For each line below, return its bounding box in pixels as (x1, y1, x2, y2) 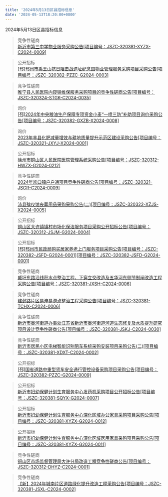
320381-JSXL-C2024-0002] (17, 486, 76, 492)
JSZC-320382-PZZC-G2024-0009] (17, 372, 91, 378)
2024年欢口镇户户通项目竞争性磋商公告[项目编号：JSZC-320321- (17, 179, 152, 185)
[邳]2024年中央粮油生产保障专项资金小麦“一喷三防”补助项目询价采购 (17, 111, 158, 117)
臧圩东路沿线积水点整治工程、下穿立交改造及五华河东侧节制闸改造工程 (17, 274, 162, 280)
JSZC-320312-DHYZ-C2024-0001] (17, 464, 90, 470)
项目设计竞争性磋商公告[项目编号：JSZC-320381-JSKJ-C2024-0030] (17, 326, 161, 332)
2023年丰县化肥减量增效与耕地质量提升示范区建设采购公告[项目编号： (17, 134, 161, 141)
